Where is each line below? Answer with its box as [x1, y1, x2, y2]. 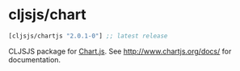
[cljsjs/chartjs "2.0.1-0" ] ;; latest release [8, 32, 168, 40]
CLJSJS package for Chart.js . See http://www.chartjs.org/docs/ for [8, 46, 232, 56]
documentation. [8, 54, 61, 65]
